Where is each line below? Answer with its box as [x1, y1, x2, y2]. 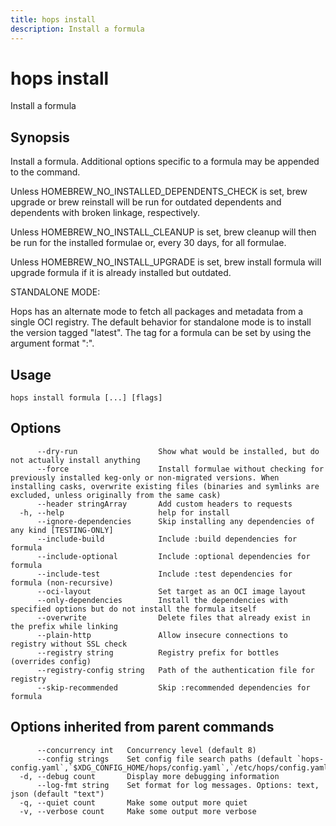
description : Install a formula [10, 24, 145, 34]
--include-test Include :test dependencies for [36, 569, 293, 579]
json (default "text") [10, 789, 105, 799]
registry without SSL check [10, 639, 128, 649]
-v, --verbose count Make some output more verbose [19, 806, 257, 816]
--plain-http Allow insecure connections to [36, 630, 288, 640]
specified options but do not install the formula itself [10, 604, 257, 614]
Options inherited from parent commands [10, 719, 275, 736]
